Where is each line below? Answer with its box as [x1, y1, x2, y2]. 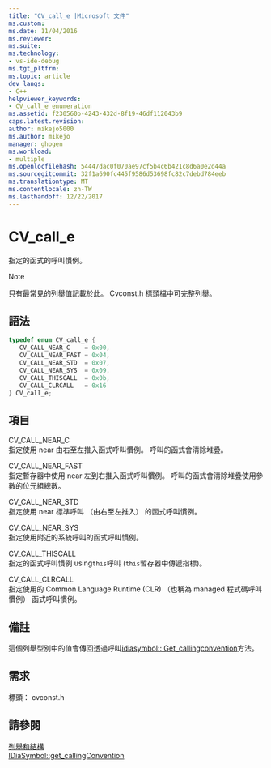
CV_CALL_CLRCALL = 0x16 [19, 382, 107, 390]
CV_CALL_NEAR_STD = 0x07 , [19, 359, 111, 367]
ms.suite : [8, 42, 42, 50]
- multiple [8, 155, 45, 163]
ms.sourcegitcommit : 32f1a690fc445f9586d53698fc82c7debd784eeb [8, 170, 227, 178]
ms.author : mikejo [8, 132, 70, 140]
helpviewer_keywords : [8, 95, 82, 103]
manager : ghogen [8, 139, 63, 148]
